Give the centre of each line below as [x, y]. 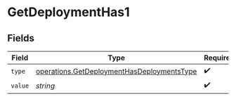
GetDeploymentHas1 [68, 12]
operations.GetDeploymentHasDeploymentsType [116, 71]
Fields [21, 38]
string [45, 86]
